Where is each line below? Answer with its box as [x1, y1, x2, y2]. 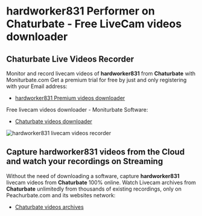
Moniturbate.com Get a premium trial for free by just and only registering [6, 77, 187, 83]
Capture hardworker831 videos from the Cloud [6, 147, 185, 157]
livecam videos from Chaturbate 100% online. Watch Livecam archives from [6, 179, 196, 186]
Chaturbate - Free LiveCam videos [6, 17, 182, 31]
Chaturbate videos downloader [14, 118, 92, 125]
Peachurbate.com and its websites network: [6, 191, 116, 199]
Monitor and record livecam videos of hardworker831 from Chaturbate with [6, 70, 196, 77]
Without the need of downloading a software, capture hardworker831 [6, 172, 180, 179]
